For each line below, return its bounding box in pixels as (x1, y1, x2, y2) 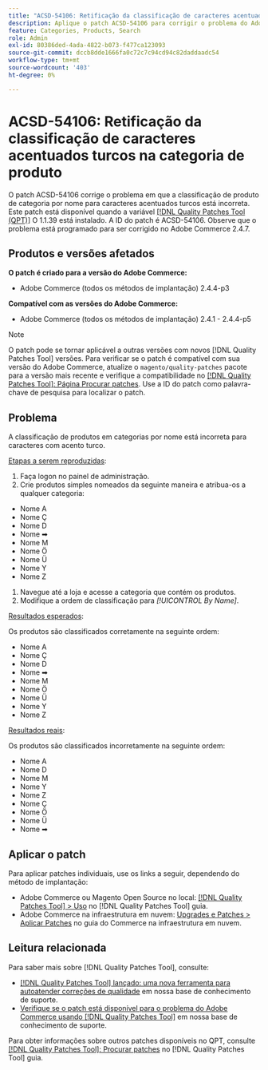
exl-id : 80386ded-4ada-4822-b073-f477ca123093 (8, 42, 166, 50)
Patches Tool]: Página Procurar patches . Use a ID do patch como (8, 379, 222, 389)
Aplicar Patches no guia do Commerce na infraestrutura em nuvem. (19, 918, 242, 927)
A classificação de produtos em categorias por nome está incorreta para (8, 432, 247, 442)
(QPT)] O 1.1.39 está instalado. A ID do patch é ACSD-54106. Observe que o (8, 215, 257, 224)
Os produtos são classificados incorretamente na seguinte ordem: (8, 741, 226, 751)
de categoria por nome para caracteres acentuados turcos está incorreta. (8, 198, 250, 208)
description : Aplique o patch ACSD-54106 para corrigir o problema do (8, 19, 248, 27)
